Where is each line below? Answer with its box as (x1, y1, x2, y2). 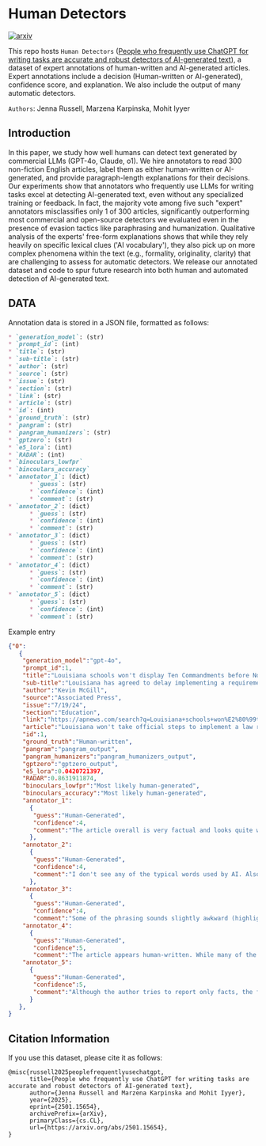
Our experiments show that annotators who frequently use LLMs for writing (8, 181, 254, 191)
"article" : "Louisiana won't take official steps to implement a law (22, 723, 253, 731)
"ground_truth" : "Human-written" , (22, 738, 133, 746)
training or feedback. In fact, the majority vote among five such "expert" (8, 198, 243, 207)
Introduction (8, 127, 71, 140)
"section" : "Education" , (22, 708, 101, 716)
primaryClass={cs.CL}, (28, 1117, 104, 1125)
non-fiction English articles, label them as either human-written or (8, 164, 223, 174)
